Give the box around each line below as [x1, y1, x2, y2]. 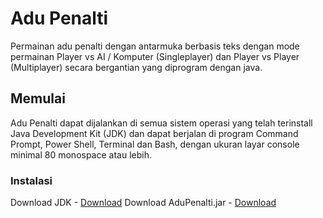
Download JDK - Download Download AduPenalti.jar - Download [10, 197, 277, 209]
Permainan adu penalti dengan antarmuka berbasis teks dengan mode [10, 40, 300, 52]
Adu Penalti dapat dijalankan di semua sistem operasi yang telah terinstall [10, 117, 313, 129]
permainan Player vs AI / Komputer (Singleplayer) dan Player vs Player [10, 50, 300, 62]
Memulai [10, 90, 66, 107]
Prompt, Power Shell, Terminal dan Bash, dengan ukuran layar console [10, 138, 300, 150]
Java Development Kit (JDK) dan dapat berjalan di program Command [10, 127, 299, 139]
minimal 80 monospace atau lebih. [10, 148, 152, 161]
